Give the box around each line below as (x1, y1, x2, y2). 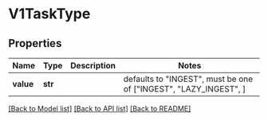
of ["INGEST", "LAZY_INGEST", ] (123, 84, 246, 94)
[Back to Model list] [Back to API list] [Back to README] (8, 104, 191, 113)
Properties (8, 37, 62, 50)
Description (70, 60, 116, 71)
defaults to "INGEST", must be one (123, 73, 254, 84)
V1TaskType (8, 5, 91, 23)
